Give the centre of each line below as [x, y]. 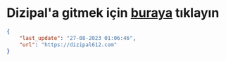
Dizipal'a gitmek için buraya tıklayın [113, 13]
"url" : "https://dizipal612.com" [68, 45]
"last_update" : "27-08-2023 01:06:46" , [78, 38]
